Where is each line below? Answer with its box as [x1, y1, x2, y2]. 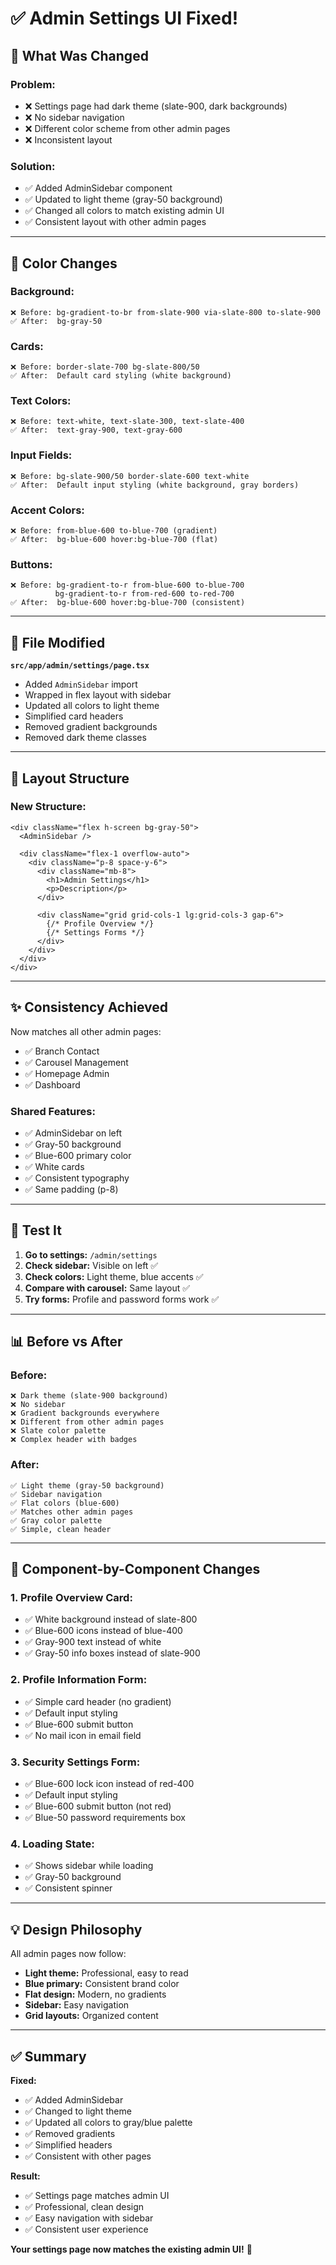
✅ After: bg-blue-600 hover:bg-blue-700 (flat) [10, 535, 219, 545]
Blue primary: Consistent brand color [24, 1978, 180, 1990]
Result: [10, 2170, 41, 2182]
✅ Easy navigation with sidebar [24, 2212, 154, 2224]
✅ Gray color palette [10, 1515, 103, 1526]
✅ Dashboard [24, 1078, 81, 1091]
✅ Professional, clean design [24, 2200, 145, 2212]
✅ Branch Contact [24, 1045, 100, 1057]
